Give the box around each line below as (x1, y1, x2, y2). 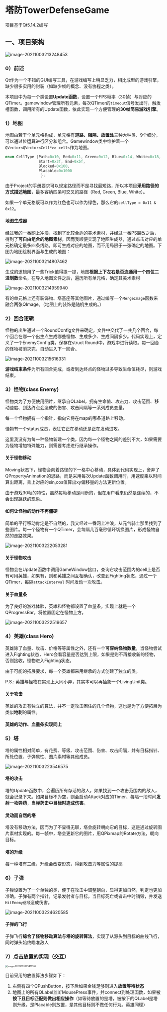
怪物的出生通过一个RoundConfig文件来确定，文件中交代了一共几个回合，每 (5, 327, 159, 333)
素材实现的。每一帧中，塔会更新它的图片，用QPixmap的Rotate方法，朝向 (9, 830, 159, 836)
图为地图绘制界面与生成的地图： (5, 248, 71, 254)
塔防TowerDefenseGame (5, 4, 109, 16)
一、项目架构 (5, 38, 45, 46)
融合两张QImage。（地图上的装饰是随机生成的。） (5, 301, 104, 307)
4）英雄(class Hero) (5, 633, 54, 640)
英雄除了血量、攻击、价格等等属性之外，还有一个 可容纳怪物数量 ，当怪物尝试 (5, 645, 162, 651)
